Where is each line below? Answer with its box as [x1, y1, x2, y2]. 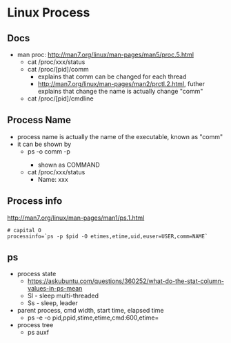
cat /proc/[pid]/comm [27, 65, 89, 73]
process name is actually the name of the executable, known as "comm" [17, 132, 223, 141]
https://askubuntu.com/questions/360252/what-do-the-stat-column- [27, 277, 224, 285]
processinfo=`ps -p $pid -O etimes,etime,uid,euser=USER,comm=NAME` [7, 233, 208, 240]
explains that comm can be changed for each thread [37, 72, 187, 81]
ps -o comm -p [27, 147, 71, 156]
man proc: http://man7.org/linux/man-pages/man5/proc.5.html [17, 50, 194, 59]
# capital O [7, 227, 41, 233]
